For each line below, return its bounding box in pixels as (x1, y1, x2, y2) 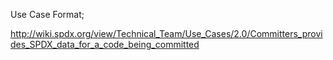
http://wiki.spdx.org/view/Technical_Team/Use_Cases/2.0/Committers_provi (10, 28, 323, 39)
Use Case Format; (10, 9, 85, 20)
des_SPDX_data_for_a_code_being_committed (10, 39, 200, 50)
